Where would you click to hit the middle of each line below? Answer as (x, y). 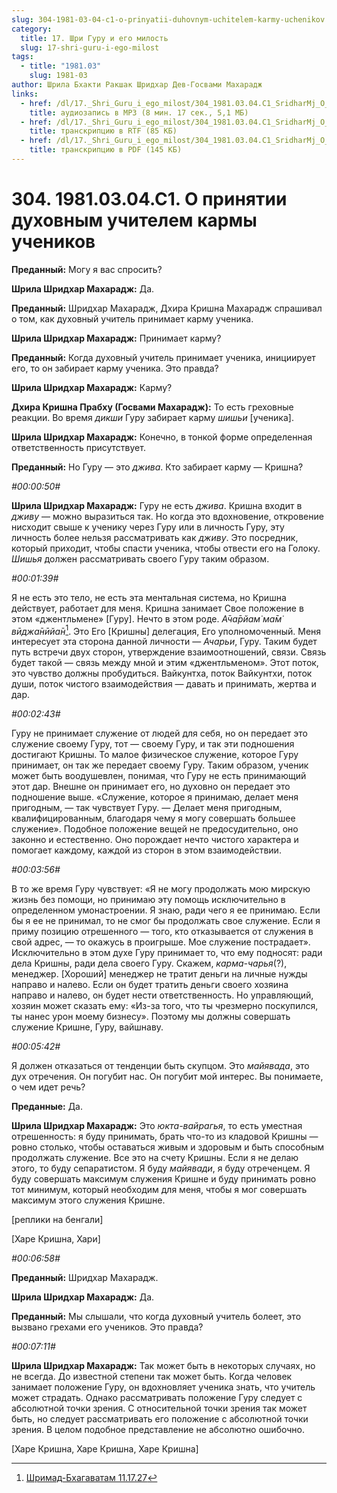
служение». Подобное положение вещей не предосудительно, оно (155, 829)
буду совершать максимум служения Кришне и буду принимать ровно (164, 1179)
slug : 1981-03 (58, 76)
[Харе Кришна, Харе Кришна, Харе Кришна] (105, 1449)
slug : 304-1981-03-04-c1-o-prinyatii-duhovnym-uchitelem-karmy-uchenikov (168, 19)
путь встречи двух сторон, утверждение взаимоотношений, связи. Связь (169, 652)
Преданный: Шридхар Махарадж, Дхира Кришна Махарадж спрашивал (167, 308)
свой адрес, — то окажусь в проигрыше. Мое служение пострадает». (161, 942)
